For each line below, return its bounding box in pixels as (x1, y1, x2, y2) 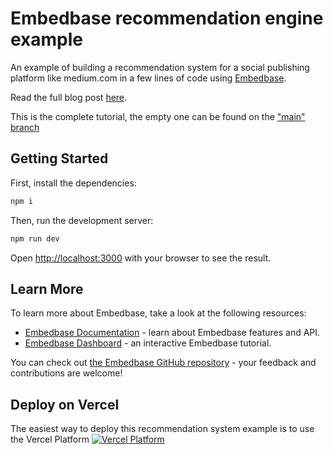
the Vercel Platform (10, 433, 90, 446)
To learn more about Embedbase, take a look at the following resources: (10, 307, 307, 319)
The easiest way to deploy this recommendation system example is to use (10, 423, 315, 435)
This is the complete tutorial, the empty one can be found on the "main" (10, 110, 306, 122)
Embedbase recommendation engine (10, 7, 324, 30)
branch (10, 121, 40, 133)
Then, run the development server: (10, 214, 154, 226)
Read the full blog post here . (10, 91, 128, 103)
